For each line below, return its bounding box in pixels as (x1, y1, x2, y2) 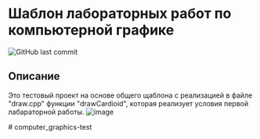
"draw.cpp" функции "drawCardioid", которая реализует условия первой (8, 98, 249, 108)
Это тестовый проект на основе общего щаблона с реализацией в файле (8, 91, 253, 100)
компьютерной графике (8, 21, 175, 39)
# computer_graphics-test (8, 122, 92, 131)
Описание (8, 69, 60, 83)
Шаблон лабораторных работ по (8, 5, 232, 23)
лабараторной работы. (8, 107, 85, 116)
